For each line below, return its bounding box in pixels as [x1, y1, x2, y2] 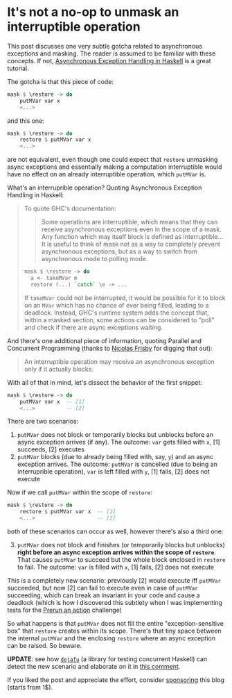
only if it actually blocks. [24, 365, 93, 373]
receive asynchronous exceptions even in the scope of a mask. [41, 225, 222, 233]
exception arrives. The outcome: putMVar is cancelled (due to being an [17, 460, 218, 469]
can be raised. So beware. [7, 642, 82, 650]
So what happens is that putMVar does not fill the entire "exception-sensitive [7, 620, 224, 628]
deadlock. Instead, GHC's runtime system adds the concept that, [24, 308, 209, 317]
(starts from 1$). [7, 683, 53, 692]
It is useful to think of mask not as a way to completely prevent [41, 240, 220, 249]
